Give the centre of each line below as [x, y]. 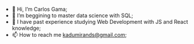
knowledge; [26, 28]
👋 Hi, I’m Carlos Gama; [39, 9]
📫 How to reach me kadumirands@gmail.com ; [69, 35]
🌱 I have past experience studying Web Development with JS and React [100, 22]
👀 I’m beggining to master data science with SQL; [72, 15]
